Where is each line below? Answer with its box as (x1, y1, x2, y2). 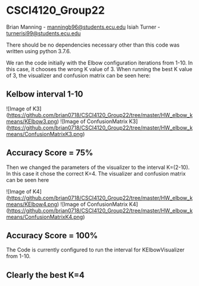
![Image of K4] (6, 187, 42, 195)
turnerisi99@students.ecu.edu (6, 29, 81, 36)
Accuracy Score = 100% (6, 230, 98, 241)
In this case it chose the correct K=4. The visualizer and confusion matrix (6, 170, 186, 177)
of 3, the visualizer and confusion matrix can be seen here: (6, 72, 151, 79)
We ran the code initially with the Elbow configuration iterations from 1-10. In (6, 59, 193, 66)
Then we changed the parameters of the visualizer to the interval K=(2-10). (6, 164, 190, 171)
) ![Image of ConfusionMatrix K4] (57, 201, 138, 208)
